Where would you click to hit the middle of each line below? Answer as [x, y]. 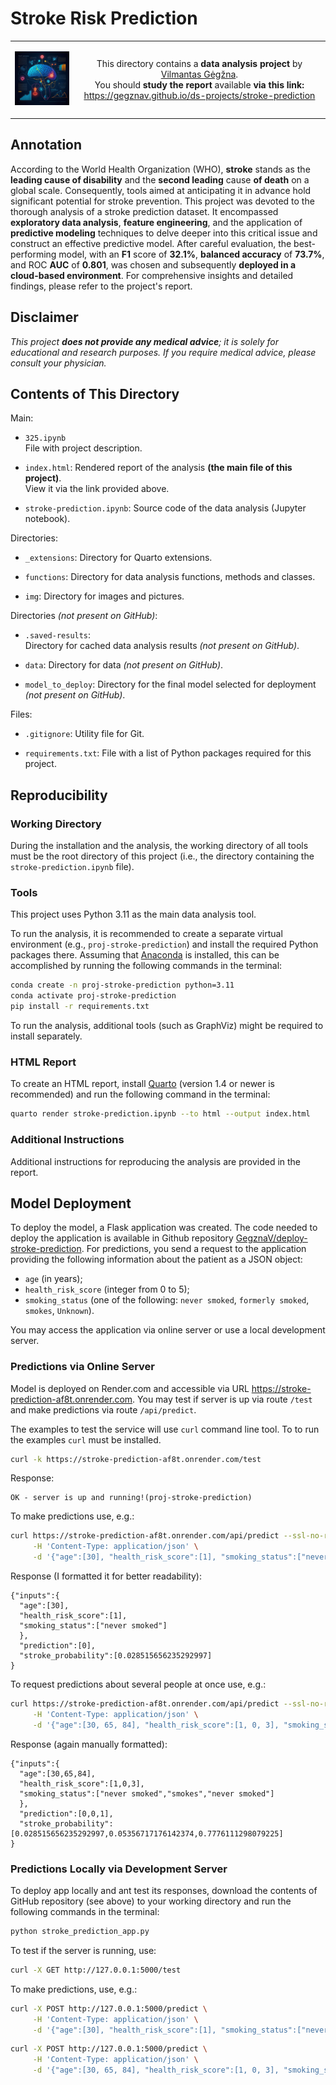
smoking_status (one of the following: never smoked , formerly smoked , [167, 1300]
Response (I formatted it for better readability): [106, 1576]
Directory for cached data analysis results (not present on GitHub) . [162, 646]
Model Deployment [71, 1203]
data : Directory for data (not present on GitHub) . [124, 665]
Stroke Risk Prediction [104, 18]
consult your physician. [58, 363]
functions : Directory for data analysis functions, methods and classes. [170, 577]
